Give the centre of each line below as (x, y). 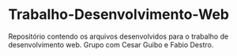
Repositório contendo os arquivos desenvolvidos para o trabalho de (118, 36)
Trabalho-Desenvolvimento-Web (119, 15)
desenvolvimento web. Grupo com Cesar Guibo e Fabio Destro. (111, 44)
